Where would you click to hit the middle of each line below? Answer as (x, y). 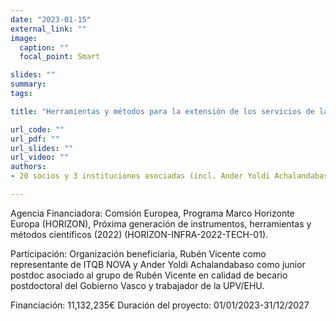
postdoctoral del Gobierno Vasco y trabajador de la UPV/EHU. (137, 285)
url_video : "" (40, 157)
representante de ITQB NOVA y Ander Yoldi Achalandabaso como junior (158, 264)
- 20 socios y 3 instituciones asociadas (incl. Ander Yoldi (140, 176)
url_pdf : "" (35, 139)
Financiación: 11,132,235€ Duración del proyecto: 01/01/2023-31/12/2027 (160, 305)
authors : (28, 167)
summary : (28, 84)
